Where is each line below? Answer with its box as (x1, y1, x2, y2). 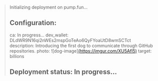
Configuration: (9, 18, 57, 27)
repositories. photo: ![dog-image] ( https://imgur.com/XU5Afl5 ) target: (9, 47, 152, 54)
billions (9, 53, 25, 59)
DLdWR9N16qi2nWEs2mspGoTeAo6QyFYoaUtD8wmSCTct (9, 37, 131, 43)
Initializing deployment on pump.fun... (9, 4, 88, 10)
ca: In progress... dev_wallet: (9, 32, 69, 38)
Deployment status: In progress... (9, 67, 117, 76)
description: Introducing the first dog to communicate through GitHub (9, 42, 153, 48)
